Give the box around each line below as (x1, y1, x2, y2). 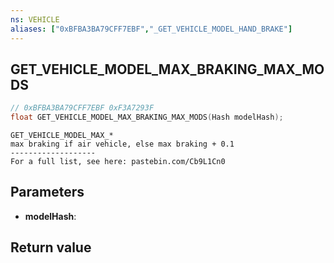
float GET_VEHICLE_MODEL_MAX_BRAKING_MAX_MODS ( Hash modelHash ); (10, 112, 284, 123)
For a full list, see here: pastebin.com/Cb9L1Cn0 (10, 157, 226, 167)
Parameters (10, 184, 85, 201)
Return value (10, 239, 92, 256)
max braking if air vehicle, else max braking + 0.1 (10, 139, 235, 150)
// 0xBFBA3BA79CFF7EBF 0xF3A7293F (10, 103, 155, 113)
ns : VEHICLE (10, 14, 60, 25)
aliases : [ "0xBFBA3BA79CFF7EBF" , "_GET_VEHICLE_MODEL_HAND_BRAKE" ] (10, 24, 293, 34)
